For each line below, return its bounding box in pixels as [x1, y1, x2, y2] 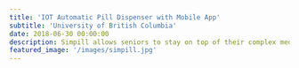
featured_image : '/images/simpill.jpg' [9, 46, 158, 55]
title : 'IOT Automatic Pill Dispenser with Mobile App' [9, 12, 221, 22]
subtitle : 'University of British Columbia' [9, 21, 177, 30]
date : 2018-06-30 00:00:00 [9, 29, 109, 38]
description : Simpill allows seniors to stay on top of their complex [9, 37, 277, 47]
